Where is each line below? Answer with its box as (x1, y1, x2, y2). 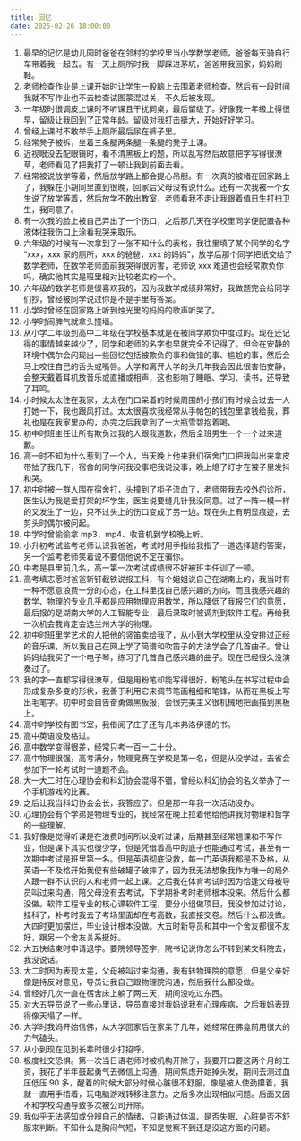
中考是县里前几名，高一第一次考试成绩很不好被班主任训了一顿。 (22, 562, 259, 573)
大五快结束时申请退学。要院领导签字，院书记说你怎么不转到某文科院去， (22, 942, 290, 954)
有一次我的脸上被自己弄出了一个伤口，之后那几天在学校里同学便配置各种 (22, 215, 290, 226)
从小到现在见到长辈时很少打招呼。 (22, 1043, 150, 1054)
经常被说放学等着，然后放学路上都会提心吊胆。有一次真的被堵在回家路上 (22, 170, 290, 181)
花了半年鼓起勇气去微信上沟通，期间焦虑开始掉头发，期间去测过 (47, 1066, 283, 1077)
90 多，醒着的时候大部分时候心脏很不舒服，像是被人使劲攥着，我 (48, 1077, 289, 1088)
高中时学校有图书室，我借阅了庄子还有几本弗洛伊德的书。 (22, 718, 236, 730)
